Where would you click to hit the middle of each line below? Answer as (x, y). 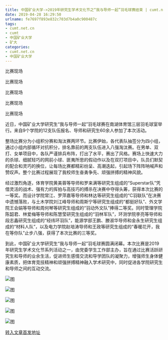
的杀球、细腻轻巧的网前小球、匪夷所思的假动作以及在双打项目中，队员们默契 (84, 160)
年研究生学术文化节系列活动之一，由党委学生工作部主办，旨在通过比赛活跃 (82, 250)
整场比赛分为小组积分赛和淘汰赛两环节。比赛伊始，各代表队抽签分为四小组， (84, 141)
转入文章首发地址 (23, 332)
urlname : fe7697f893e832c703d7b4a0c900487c (51, 19)
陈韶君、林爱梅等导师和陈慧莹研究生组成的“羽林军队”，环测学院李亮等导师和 (84, 214)
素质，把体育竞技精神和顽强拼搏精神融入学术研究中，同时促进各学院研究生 (86, 262)
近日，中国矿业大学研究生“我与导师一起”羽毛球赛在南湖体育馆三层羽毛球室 (82, 124)
